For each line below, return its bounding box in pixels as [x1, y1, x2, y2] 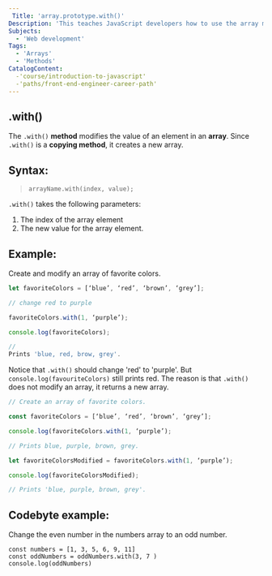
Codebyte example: [8, 508, 110, 522]
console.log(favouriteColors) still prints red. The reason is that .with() [8, 374, 249, 384]
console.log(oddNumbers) [8, 560, 92, 568]
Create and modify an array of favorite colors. [8, 269, 161, 278]
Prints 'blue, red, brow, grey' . [8, 350, 121, 359]
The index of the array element [19, 215, 124, 225]
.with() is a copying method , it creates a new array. [8, 140, 184, 150]
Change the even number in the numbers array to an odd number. [8, 530, 227, 539]
